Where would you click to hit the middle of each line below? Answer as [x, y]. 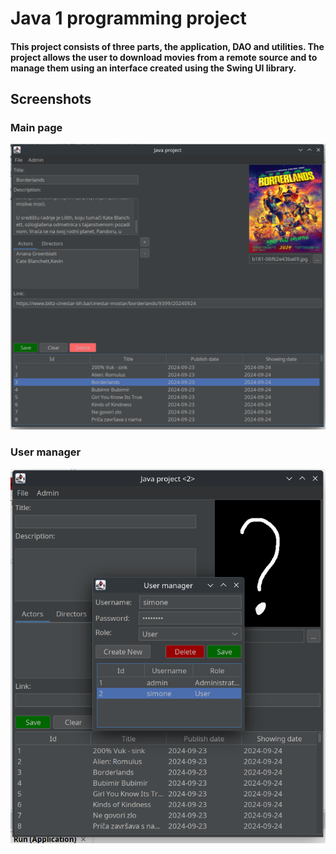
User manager [46, 452]
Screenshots [51, 99]
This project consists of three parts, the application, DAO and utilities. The [167, 46]
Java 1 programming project [128, 18]
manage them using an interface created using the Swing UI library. [153, 68]
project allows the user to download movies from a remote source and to [164, 57]
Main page [36, 128]
